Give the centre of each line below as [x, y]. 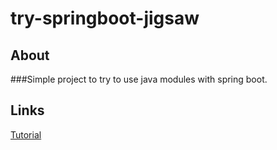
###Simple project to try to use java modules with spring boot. [139, 79]
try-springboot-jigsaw [105, 18]
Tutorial [26, 134]
